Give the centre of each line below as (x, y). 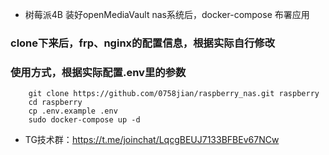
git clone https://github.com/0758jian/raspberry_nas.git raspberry (174, 94)
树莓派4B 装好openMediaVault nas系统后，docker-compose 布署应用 (167, 14)
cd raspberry (55, 103)
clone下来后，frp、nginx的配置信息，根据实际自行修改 (143, 43)
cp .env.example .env (73, 111)
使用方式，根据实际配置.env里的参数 (98, 72)
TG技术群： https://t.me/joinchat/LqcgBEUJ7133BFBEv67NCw (152, 140)
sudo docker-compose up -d (84, 120)
